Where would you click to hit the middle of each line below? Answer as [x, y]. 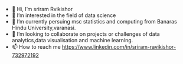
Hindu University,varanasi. [44, 28]
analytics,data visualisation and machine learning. [72, 40]
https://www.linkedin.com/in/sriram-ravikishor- [119, 47]
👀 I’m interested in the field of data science [64, 15]
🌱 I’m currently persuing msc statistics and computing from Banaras [94, 21]
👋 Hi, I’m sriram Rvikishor [42, 9]
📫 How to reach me [36, 47]
